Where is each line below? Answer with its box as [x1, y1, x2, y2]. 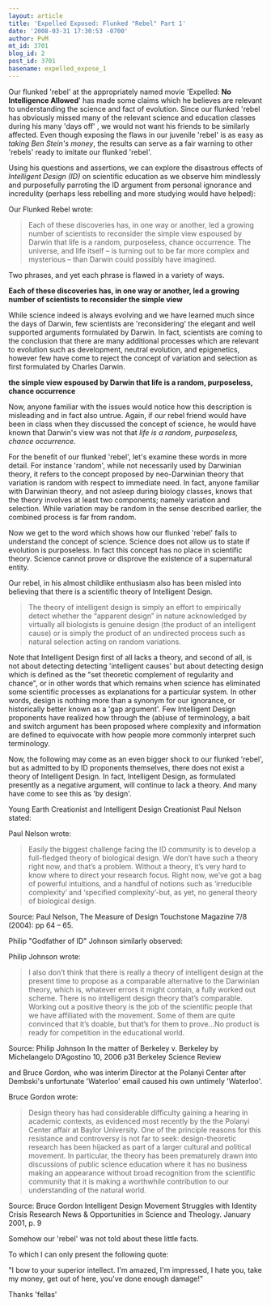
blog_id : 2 [8, 49, 45, 58]
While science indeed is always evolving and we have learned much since [8, 309, 255, 320]
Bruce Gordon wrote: [8, 1091, 78, 1102]
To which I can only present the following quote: [8, 1249, 169, 1259]
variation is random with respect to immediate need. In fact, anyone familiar [8, 477, 260, 487]
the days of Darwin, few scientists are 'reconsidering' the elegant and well [8, 318, 256, 328]
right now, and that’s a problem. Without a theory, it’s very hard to [28, 861, 247, 871]
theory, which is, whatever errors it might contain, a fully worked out [28, 984, 256, 994]
